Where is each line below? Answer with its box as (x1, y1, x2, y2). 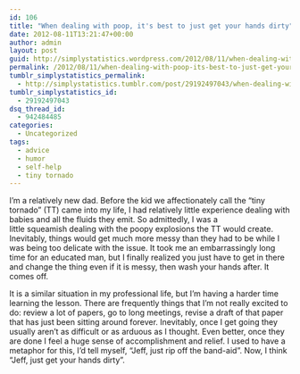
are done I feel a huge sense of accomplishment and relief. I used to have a (9, 336, 286, 346)
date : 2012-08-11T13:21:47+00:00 (9, 29, 134, 38)
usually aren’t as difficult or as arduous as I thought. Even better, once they (9, 327, 286, 337)
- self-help (17, 162, 62, 171)
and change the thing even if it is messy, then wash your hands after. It (9, 262, 270, 272)
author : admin (9, 37, 62, 47)
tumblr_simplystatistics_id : (9, 87, 118, 96)
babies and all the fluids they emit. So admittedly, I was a (9, 214, 219, 225)
